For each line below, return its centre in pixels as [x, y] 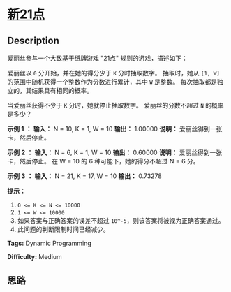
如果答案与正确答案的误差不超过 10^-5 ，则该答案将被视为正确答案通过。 [121, 220]
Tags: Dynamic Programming [50, 243]
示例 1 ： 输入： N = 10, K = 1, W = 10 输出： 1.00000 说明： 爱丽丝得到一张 [115, 129]
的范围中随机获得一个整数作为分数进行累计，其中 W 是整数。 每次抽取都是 [112, 82]
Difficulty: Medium [35, 257]
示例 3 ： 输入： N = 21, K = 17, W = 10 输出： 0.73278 [84, 176]
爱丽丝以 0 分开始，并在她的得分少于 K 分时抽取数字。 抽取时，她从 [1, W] [113, 73]
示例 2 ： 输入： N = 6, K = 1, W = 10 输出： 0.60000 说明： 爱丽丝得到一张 [115, 152]
